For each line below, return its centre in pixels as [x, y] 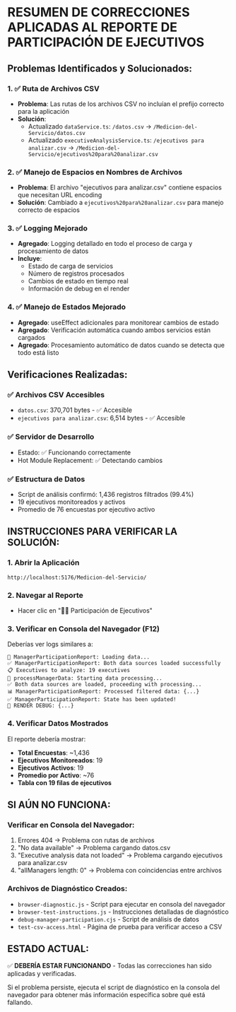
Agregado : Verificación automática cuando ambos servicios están [114, 330]
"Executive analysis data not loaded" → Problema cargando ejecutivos [120, 855]
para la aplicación [43, 111]
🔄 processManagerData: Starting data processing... [85, 678]
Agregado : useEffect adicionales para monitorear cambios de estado [118, 322]
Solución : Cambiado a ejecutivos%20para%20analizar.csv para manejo [120, 203]
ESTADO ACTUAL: [48, 949]
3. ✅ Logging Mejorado [48, 228]
